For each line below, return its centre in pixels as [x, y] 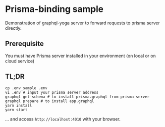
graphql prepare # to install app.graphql [50, 101]
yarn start [16, 110]
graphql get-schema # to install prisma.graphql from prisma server [77, 97]
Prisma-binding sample [54, 9]
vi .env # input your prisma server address [52, 92]
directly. [13, 28]
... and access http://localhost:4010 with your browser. [63, 119]
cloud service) [20, 61]
